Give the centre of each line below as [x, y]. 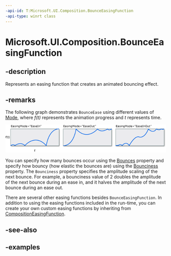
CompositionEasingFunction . [35, 214]
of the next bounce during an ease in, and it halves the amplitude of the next [86, 182]
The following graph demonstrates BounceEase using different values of [80, 112]
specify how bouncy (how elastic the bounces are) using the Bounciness [82, 166]
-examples [23, 247]
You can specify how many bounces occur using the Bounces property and [85, 161]
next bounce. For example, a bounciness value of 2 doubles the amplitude [83, 177]
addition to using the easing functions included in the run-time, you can [80, 203]
